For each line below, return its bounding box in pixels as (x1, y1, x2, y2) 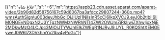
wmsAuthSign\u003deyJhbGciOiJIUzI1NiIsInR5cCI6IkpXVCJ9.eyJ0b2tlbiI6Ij (5, 14, 158, 20)
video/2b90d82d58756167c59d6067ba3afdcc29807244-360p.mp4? (5, 9, 145, 15)
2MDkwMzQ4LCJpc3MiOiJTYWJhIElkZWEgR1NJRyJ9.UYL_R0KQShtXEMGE (5, 25, 160, 30)
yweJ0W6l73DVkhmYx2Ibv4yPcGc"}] (5, 30, 82, 35)
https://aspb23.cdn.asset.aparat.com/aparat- (65, 4, 157, 10)
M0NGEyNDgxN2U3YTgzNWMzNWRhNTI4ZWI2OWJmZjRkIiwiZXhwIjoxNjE (5, 19, 159, 25)
